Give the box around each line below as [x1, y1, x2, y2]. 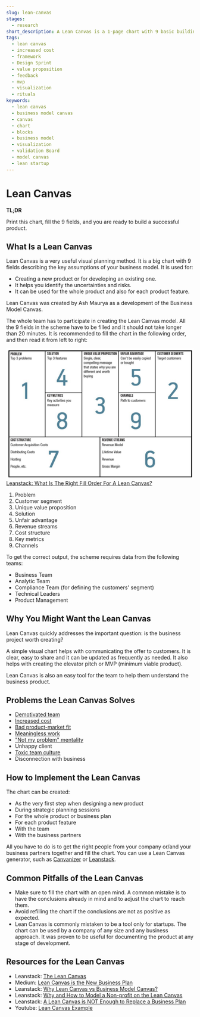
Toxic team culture [14, 749, 61, 756]
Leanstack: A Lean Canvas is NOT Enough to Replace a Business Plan [14, 998, 186, 1005]
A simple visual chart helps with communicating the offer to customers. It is [6, 647, 191, 655]
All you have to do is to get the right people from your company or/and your [6, 843, 192, 850]
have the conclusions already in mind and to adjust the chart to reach [14, 895, 185, 903]
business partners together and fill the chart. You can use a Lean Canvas [6, 850, 185, 857]
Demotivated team [14, 711, 61, 718]
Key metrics [14, 535, 45, 542]
